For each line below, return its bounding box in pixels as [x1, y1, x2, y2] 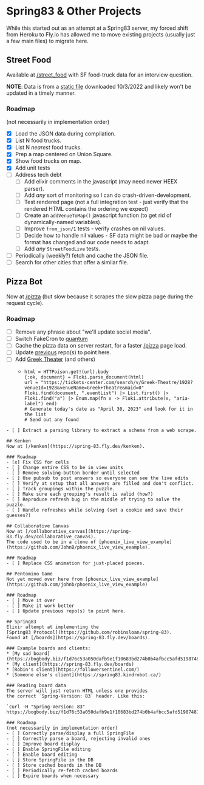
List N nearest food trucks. [15, 144, 82, 151]
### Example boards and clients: [6, 645, 91, 651]
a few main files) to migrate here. [6, 37, 89, 44]
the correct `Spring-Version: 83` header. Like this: [6, 693, 146, 699]
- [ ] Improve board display [6, 741, 80, 747]
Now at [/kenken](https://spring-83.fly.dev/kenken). [6, 444, 146, 450]
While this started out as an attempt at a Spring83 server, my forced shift [6, 24, 188, 32]
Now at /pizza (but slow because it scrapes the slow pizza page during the [6, 293, 193, 300]
